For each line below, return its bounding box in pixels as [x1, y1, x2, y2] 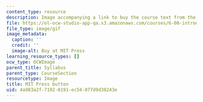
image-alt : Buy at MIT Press [11, 48, 85, 54]
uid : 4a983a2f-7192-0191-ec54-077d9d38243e [6, 87, 118, 93]
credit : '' [11, 43, 39, 49]
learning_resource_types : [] [6, 53, 80, 59]
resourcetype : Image [6, 76, 59, 82]
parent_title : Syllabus [6, 64, 66, 71]
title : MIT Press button [6, 82, 69, 88]
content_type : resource [6, 8, 66, 15]
